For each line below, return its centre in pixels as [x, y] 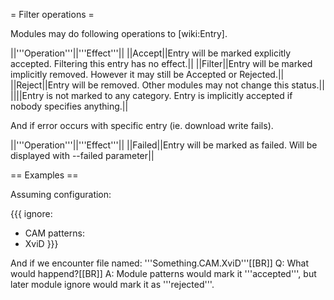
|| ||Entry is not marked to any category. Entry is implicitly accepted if [151, 95]
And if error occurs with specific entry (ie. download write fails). [142, 125]
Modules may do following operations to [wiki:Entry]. [119, 33]
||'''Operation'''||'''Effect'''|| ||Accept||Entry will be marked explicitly [151, 53]
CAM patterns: [54, 233]
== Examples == [44, 175]
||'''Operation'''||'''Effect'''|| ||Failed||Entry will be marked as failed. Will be [164, 145]
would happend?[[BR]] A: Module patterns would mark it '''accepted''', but [163, 273]
